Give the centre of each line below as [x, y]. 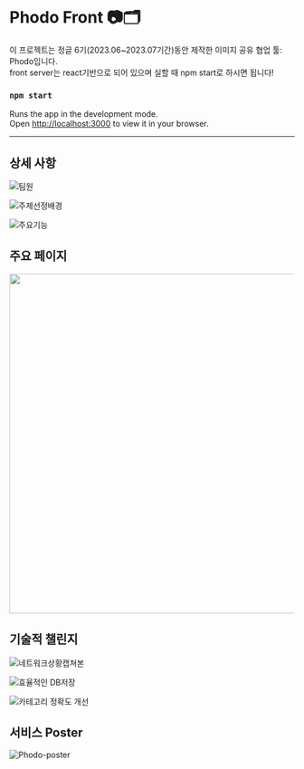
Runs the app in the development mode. [84, 114]
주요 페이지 [38, 256]
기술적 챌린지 [44, 639]
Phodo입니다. [34, 61]
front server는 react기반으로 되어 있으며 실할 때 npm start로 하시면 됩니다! [142, 72]
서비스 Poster [46, 733]
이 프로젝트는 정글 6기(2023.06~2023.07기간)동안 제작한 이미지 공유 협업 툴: [146, 50]
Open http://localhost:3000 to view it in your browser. [109, 124]
